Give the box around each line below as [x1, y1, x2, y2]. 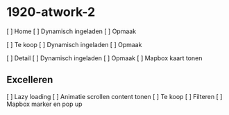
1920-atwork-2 [6, 4, 96, 20]
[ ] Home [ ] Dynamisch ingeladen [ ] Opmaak [6, 27, 137, 35]
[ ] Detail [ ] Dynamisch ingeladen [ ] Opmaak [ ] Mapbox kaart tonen [6, 53, 203, 62]
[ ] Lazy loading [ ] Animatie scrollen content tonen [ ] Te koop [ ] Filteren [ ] [6, 92, 223, 100]
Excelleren [6, 74, 53, 86]
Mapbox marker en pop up [6, 100, 83, 108]
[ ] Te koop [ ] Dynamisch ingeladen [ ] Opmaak [6, 40, 142, 48]
